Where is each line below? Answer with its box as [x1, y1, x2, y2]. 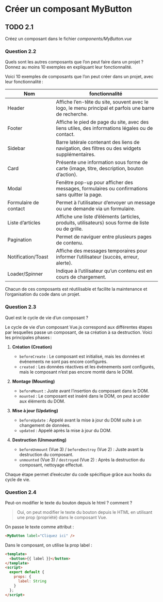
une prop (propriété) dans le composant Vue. [16, 514, 108, 520]
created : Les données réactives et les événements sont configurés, [19, 363, 155, 369]
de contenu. [56, 240, 83, 246]
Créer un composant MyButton [5, 3, 132, 15]
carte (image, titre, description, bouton [56, 165, 144, 172]
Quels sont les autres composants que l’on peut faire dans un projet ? [5, 59, 144, 65]
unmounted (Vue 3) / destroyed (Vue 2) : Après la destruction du [19, 457, 145, 462]
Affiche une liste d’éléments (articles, [56, 213, 141, 220]
